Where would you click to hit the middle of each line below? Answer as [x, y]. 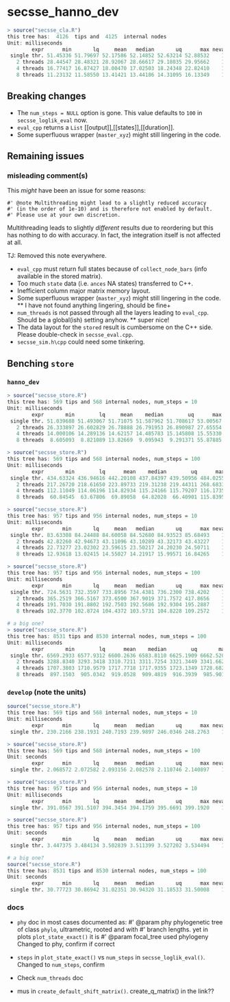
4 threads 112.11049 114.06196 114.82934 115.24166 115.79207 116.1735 [120, 491]
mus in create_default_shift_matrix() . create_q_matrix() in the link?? [115, 991]
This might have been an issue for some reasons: [76, 191]
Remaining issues [46, 156]
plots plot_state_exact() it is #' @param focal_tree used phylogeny [113, 937]
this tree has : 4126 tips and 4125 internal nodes [87, 36]
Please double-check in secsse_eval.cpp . [75, 335]
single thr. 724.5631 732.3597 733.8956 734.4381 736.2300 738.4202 [110, 592]
